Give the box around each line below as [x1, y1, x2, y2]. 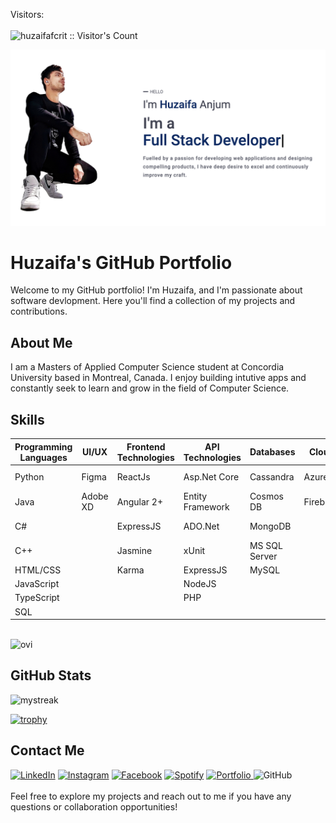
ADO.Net [183, 520, 220, 532]
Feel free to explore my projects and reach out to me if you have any [10, 790, 292, 802]
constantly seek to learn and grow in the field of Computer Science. [10, 382, 290, 394]
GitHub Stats [10, 667, 92, 684]
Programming [14, 440, 73, 453]
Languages [19, 451, 68, 463]
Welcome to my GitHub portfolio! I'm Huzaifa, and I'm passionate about [10, 284, 303, 296]
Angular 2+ [116, 495, 164, 508]
